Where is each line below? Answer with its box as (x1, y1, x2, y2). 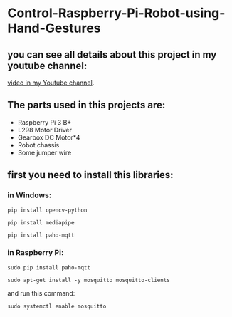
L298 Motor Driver (17, 125, 73, 134)
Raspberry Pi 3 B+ (17, 118, 72, 126)
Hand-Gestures (7, 20, 101, 36)
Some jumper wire (17, 148, 72, 157)
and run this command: (7, 289, 75, 297)
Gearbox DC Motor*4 (17, 133, 80, 142)
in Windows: (7, 190, 52, 200)
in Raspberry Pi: (7, 248, 64, 258)
